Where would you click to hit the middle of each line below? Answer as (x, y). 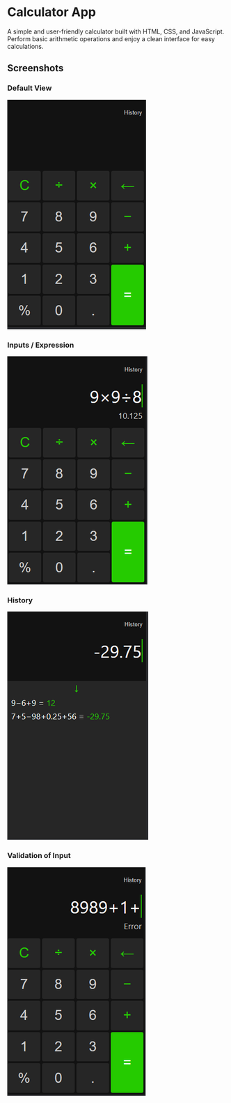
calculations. (25, 46)
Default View (30, 88)
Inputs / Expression (41, 345)
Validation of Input (39, 856)
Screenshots (35, 68)
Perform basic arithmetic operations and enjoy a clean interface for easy (111, 38)
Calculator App (51, 12)
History (20, 600)
